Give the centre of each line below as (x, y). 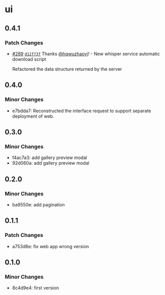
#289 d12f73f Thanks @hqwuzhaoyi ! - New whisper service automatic (86, 53)
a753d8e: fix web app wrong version (51, 246)
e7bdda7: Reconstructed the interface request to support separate (81, 111)
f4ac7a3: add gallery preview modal (49, 158)
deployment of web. (33, 116)
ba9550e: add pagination (38, 204)
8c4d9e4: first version (36, 288)
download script (29, 59)
